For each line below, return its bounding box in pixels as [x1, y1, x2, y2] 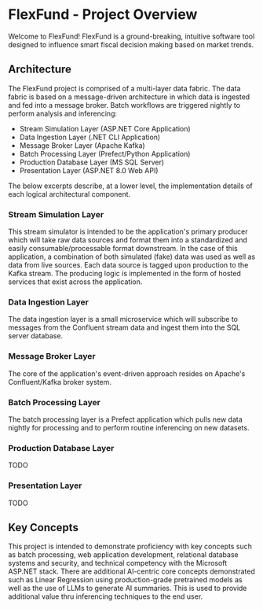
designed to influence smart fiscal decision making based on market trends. [8, 39, 254, 49]
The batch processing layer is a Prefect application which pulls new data [8, 415, 243, 424]
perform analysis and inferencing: [8, 109, 118, 118]
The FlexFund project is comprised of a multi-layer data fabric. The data [8, 83, 241, 93]
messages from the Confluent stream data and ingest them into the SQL [8, 323, 241, 332]
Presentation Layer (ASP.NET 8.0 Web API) [19, 165, 159, 175]
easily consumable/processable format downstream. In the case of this [8, 244, 238, 253]
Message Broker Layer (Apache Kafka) [19, 140, 145, 150]
